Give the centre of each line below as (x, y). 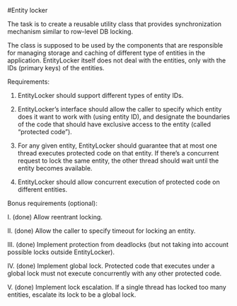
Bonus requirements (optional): (52, 203)
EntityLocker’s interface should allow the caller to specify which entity (120, 109)
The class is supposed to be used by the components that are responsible (115, 45)
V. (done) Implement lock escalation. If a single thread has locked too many (117, 287)
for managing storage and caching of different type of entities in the (106, 53)
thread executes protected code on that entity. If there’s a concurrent (118, 153)
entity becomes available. (55, 168)
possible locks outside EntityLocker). (61, 252)
